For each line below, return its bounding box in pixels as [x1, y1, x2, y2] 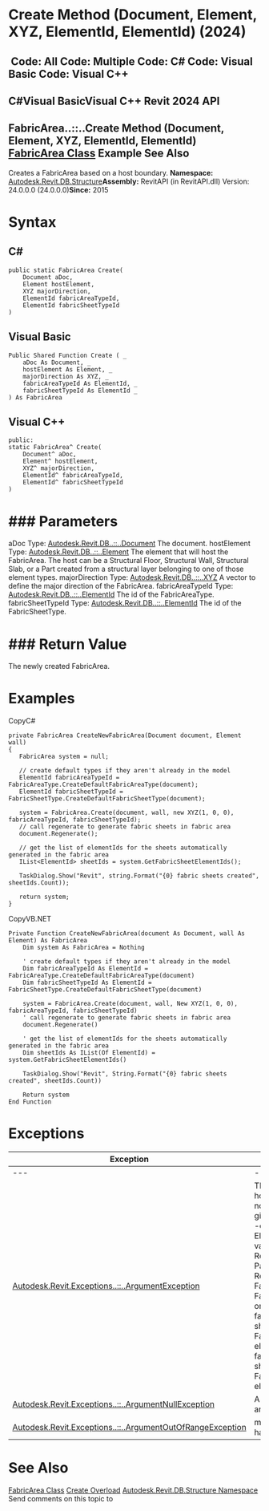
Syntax [8, 213, 57, 231]
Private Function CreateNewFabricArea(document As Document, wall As [8, 930, 246, 938]
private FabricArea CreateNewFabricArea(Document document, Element [8, 731, 242, 739]
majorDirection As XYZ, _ [22, 372, 110, 380]
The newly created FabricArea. [8, 662, 110, 671]
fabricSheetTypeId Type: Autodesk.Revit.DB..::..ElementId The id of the [8, 598, 242, 608]
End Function [8, 1098, 52, 1106]
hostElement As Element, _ [22, 365, 113, 374]
